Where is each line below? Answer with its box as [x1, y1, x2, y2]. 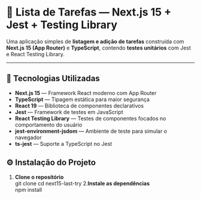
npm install [14, 186, 42, 193]
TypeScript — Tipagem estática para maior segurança [14, 96, 150, 103]
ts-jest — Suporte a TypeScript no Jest [14, 140, 112, 147]
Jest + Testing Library [6, 18, 118, 32]
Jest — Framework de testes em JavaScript [14, 108, 124, 115]
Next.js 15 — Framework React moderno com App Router [14, 89, 157, 96]
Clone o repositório [14, 173, 64, 180]
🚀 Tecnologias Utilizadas [6, 74, 100, 84]
